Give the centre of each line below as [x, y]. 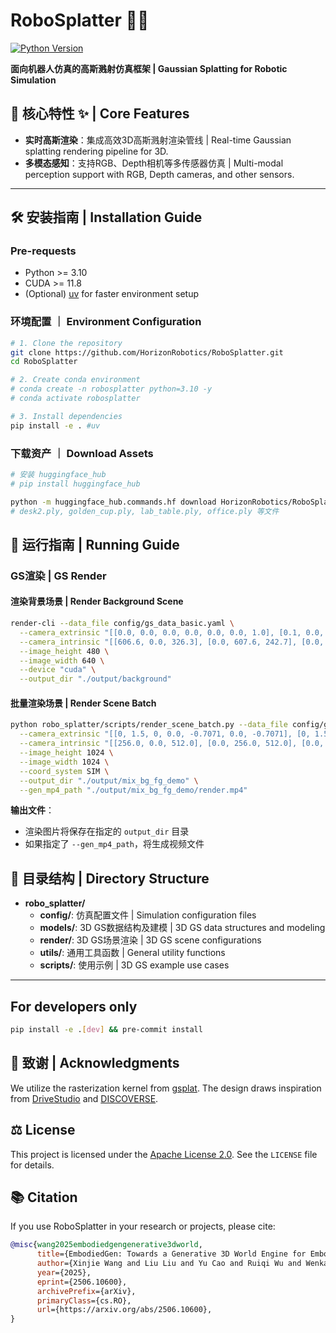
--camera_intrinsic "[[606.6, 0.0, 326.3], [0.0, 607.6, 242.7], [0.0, [172, 642]
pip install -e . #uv [55, 425]
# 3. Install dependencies [66, 416]
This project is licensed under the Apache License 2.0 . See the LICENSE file [164, 1154]
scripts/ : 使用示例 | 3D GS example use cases [134, 965]
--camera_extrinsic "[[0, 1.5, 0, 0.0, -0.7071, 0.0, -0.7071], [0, [165, 734]
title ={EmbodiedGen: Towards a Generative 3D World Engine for [171, 1254]
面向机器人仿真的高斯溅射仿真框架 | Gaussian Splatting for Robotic [149, 68]
